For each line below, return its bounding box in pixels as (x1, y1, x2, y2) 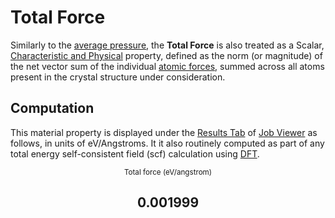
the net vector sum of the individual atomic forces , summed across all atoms (10, 60, 325, 72)
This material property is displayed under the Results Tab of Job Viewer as (10, 126, 318, 138)
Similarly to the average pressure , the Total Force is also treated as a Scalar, (10, 39, 325, 51)
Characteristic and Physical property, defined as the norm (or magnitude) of (10, 49, 323, 61)
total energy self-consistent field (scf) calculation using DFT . (10, 147, 260, 160)
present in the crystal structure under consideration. (10, 71, 226, 83)
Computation (10, 100, 95, 117)
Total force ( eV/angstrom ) (123, 167, 213, 177)
